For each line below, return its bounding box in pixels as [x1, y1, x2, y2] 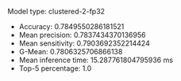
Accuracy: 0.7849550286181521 [18, 22, 125, 31]
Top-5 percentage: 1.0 [18, 64, 92, 73]
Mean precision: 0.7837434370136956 [18, 31, 146, 39]
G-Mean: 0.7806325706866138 [18, 47, 123, 56]
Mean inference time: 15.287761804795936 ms [18, 55, 174, 64]
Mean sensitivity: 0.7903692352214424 [18, 39, 150, 48]
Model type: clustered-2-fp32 [7, 7, 105, 16]
